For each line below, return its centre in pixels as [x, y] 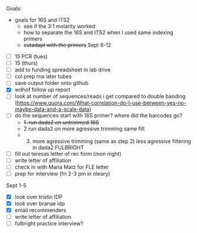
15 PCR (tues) [31, 56]
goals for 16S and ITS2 [42, 20]
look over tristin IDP [39, 196]
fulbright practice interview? [49, 223]
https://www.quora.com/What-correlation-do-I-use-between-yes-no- [102, 103]
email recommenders [40, 210]
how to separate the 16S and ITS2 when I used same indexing [98, 32]
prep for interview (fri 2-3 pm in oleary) [62, 173]
